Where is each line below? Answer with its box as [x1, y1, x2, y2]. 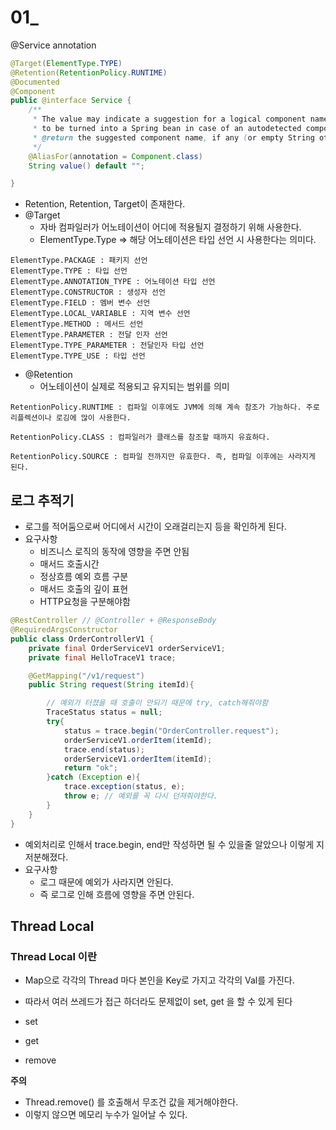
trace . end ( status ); [63, 744, 145, 755]
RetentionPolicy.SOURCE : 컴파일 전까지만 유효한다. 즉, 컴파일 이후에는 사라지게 [10, 452, 316, 462]
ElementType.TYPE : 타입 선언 [10, 266, 128, 276]
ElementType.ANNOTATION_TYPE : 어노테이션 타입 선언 [10, 277, 216, 287]
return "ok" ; [63, 763, 118, 773]
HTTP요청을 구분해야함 [39, 596, 131, 608]
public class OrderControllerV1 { [10, 634, 155, 644]
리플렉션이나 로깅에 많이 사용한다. [10, 413, 132, 423]
